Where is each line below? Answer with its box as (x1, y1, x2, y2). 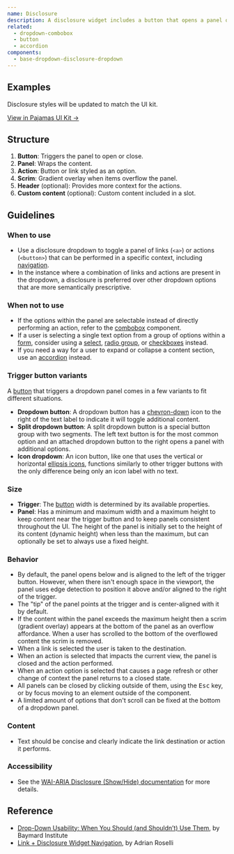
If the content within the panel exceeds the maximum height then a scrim (17, 615, 227, 623)
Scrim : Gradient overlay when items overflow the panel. (17, 174, 178, 183)
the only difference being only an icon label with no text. (17, 466, 179, 475)
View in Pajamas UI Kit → (7, 113, 79, 122)
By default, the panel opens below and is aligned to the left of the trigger (17, 570, 226, 579)
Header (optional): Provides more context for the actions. (17, 182, 182, 190)
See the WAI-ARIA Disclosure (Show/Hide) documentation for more (17, 777, 210, 786)
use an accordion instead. (17, 353, 92, 362)
